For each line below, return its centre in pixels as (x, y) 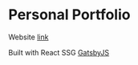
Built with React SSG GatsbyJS (59, 52)
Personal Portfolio (69, 15)
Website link (28, 37)
